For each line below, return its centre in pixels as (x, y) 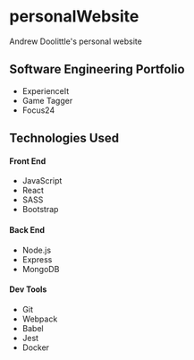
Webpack (40, 319)
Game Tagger (47, 100)
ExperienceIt (46, 90)
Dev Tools (28, 289)
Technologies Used (64, 138)
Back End (27, 229)
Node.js (37, 250)
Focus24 (38, 110)
